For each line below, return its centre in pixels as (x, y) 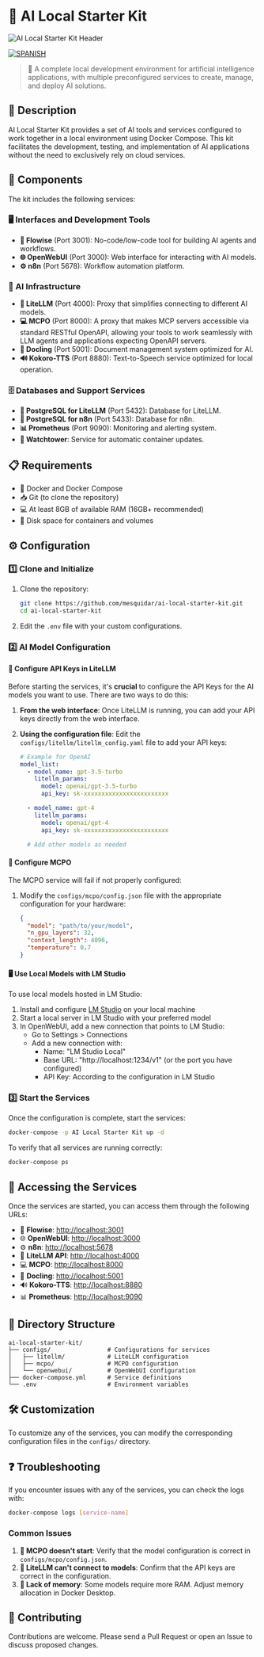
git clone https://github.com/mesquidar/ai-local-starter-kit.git (131, 603)
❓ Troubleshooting (54, 1466)
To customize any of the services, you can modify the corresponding (121, 1433)
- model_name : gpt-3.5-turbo (75, 772)
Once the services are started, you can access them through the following (129, 1206)
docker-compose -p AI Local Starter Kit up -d (86, 1132)
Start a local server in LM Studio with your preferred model (115, 1018)
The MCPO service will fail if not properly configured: (95, 880)
